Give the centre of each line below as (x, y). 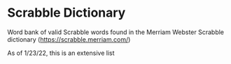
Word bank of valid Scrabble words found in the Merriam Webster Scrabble (116, 32)
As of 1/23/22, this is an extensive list (61, 53)
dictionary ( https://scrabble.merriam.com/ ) (69, 39)
